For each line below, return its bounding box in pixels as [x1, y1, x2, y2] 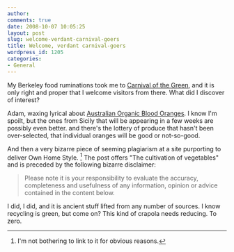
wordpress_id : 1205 [7, 49, 64, 56]
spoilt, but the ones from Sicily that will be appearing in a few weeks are [7, 116, 214, 125]
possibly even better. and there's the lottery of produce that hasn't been [7, 124, 214, 132]
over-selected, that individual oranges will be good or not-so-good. [7, 131, 201, 140]
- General [7, 62, 36, 69]
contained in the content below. [24, 189, 115, 197]
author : [7, 10, 30, 17]
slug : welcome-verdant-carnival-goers [7, 36, 120, 43]
